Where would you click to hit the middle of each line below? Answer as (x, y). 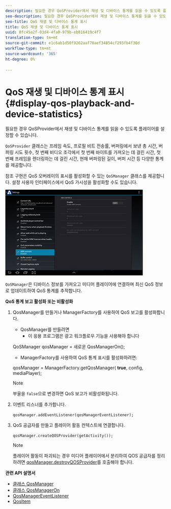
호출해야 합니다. (118, 462)
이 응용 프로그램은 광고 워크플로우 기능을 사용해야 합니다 (83, 336)
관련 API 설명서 (20, 473)
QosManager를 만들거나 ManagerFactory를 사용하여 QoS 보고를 (78, 312)
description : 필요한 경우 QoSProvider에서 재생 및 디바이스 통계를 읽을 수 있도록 (83, 11)
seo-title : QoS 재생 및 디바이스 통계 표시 (46, 21)
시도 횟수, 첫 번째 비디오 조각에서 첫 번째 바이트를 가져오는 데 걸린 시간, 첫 (88, 152)
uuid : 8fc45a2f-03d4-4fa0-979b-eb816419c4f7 (53, 32)
